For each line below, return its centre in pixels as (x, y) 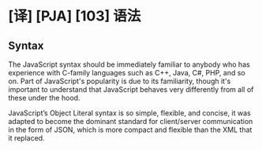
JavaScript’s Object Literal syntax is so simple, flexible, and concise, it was (129, 113)
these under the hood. (44, 98)
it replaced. (26, 138)
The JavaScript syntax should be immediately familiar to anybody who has (129, 64)
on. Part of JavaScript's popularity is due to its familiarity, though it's (120, 81)
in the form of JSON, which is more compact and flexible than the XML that (130, 130)
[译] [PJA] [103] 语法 (75, 16)
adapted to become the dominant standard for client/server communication (131, 121)
